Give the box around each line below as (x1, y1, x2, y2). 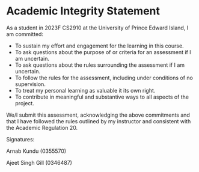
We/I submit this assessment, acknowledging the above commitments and (6, 111, 191, 118)
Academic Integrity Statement (6, 4, 161, 18)
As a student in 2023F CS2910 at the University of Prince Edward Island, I (6, 24, 189, 31)
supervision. (14, 80, 46, 88)
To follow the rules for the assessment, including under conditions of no (14, 74, 194, 81)
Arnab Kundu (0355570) (6, 147, 67, 155)
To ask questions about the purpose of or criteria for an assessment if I (14, 48, 191, 55)
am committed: (6, 30, 44, 37)
